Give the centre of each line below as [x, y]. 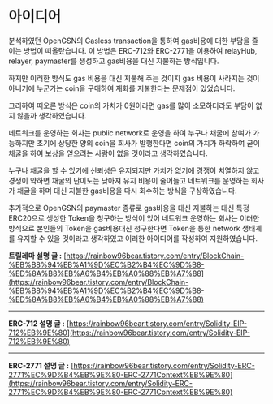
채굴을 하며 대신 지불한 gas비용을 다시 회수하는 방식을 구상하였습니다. [127, 191]
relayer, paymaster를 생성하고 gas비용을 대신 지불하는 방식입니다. [114, 61]
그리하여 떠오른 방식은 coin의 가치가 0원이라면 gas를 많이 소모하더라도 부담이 [131, 105]
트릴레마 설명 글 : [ [37, 256]
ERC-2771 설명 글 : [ [41, 365]
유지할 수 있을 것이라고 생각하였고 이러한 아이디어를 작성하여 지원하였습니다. [137, 238]
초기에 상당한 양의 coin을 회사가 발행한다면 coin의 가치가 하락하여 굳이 [148, 143]
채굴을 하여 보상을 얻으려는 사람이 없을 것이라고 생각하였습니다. [108, 153]
